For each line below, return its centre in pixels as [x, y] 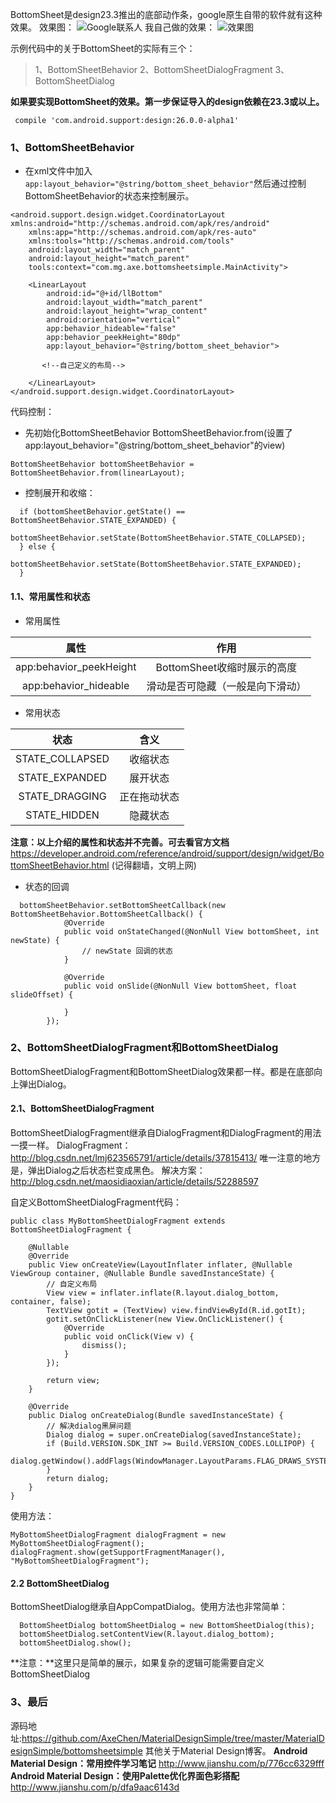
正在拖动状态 [149, 796]
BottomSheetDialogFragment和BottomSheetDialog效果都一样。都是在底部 [162, 1071]
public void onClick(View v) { [129, 1337]
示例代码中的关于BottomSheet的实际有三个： [103, 48]
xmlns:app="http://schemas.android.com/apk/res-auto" [142, 233]
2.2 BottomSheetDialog [60, 1583]
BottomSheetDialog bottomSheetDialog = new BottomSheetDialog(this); [167, 1626]
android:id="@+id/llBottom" [104, 294]
